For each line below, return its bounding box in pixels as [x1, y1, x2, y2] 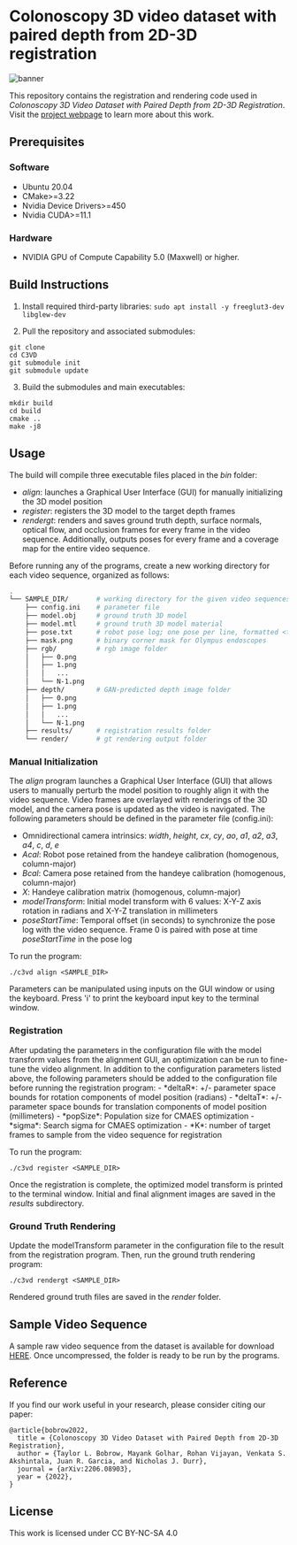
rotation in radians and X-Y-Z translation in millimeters [21, 905, 218, 917]
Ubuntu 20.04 [21, 181, 73, 192]
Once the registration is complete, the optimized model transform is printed [9, 1179, 284, 1189]
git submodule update [9, 365, 89, 375]
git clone [9, 342, 46, 351]
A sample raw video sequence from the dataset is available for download [9, 1341, 275, 1351]
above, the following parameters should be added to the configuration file [9, 1072, 278, 1083]
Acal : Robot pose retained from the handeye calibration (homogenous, [21, 849, 279, 860]
